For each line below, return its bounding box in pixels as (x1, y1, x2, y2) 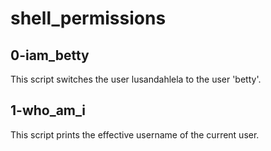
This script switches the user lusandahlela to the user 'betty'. (10, 73, 262, 85)
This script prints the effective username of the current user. (10, 128, 260, 141)
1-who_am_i (10, 102, 87, 119)
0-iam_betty (10, 47, 90, 64)
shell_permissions (10, 7, 167, 30)
